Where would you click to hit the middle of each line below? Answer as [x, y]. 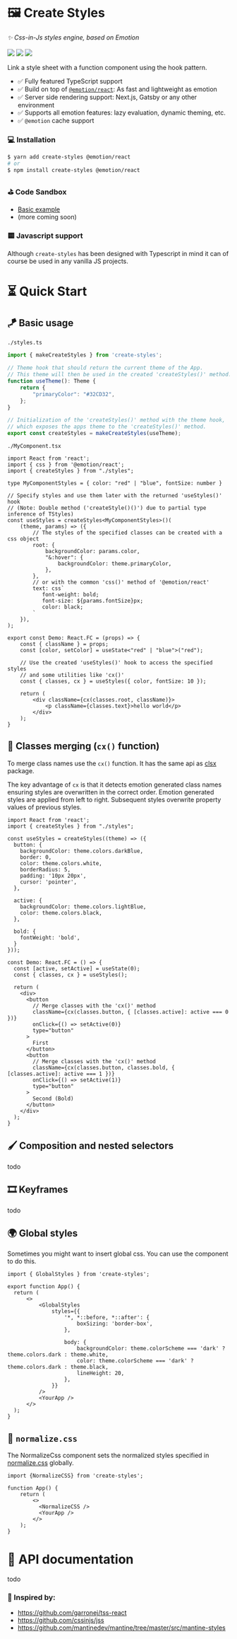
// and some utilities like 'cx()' [72, 676]
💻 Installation [32, 139]
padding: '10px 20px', [53, 876]
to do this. [22, 1261]
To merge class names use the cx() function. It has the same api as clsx [112, 763]
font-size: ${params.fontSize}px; [92, 601]
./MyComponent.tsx [34, 446]
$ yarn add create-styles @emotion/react [69, 157]
